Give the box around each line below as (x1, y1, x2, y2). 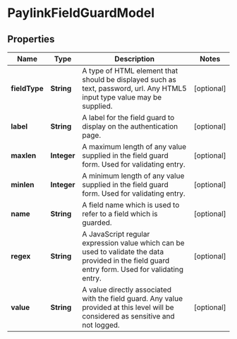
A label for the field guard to (82, 113, 175, 122)
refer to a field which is (82, 209, 158, 218)
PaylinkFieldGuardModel (7, 5, 155, 21)
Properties (7, 33, 55, 45)
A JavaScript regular (82, 230, 150, 239)
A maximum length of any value (82, 142, 187, 151)
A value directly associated (82, 285, 171, 295)
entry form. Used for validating (82, 265, 184, 274)
